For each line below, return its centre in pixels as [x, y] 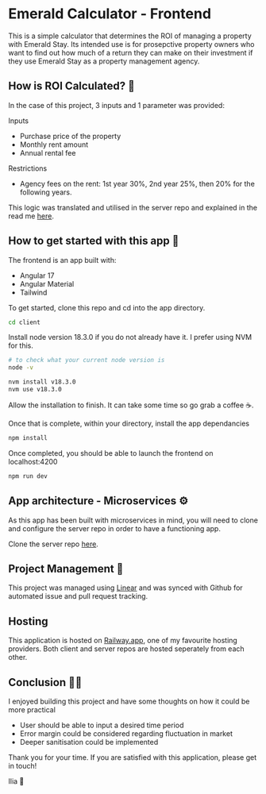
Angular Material [47, 283]
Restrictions [28, 168]
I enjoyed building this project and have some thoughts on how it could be [129, 701]
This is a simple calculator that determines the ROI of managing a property [130, 36]
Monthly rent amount [54, 145]
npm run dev [28, 476]
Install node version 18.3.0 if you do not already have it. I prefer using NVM [130, 337]
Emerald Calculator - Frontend [110, 14]
